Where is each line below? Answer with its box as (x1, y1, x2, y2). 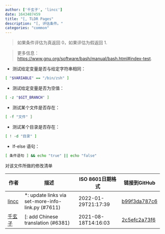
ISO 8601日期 (79, 175, 111, 182)
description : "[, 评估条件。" (5, 21, 63, 26)
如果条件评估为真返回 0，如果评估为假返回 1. (17, 40, 108, 46)
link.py (24, 204, 40, 211)
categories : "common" (5, 26, 50, 31)
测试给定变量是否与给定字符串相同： (12, 66, 86, 72)
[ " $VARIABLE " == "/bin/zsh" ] (5, 76, 69, 81)
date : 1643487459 (5, 12, 41, 17)
